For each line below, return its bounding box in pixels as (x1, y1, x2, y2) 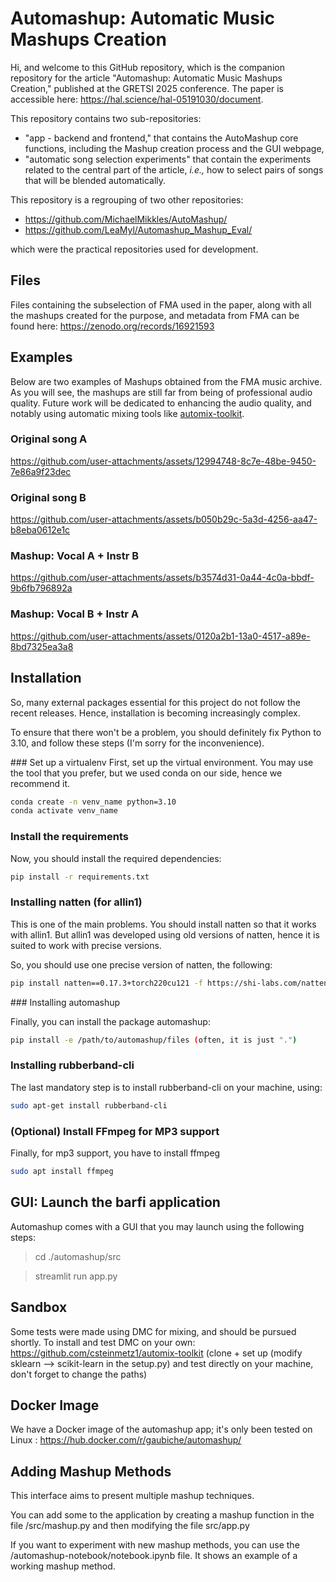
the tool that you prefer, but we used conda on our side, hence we (10, 767, 283, 779)
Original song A (10, 432, 88, 446)
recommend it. (10, 777, 71, 789)
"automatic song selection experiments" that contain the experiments (24, 153, 312, 165)
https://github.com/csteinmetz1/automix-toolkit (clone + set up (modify (10, 1347, 303, 1359)
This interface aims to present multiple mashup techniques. (10, 1490, 255, 1502)
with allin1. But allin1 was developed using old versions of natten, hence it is (10, 928, 320, 941)
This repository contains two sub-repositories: (10, 112, 202, 124)
